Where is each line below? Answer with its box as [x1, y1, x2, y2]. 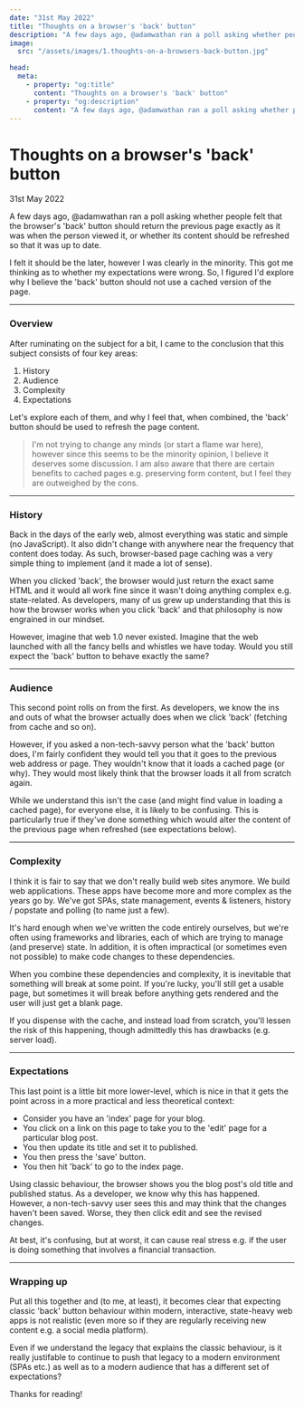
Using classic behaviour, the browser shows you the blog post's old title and [9, 1178, 294, 1189]
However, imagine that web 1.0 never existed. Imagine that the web [9, 631, 259, 642]
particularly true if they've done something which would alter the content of [9, 814, 291, 825]
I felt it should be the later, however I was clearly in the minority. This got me [9, 257, 294, 268]
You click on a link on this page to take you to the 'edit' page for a [22, 1122, 267, 1133]
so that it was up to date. [9, 240, 102, 251]
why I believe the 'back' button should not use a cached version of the [9, 277, 272, 288]
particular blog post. [22, 1132, 99, 1143]
